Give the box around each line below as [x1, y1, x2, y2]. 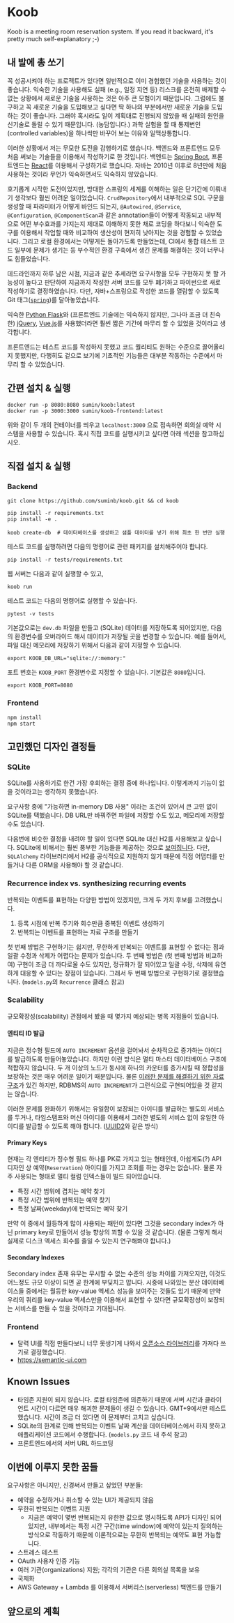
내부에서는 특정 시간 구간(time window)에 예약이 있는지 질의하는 [48, 1522, 224, 1530]
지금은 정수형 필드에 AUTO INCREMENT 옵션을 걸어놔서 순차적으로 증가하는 [7, 1046, 203, 1054]
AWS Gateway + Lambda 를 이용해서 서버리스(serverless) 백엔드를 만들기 [17, 1583, 221, 1592]
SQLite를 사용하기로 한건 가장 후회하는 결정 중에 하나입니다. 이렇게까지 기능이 [7, 779, 218, 787]
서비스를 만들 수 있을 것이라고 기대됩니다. [14, 1304, 127, 1312]
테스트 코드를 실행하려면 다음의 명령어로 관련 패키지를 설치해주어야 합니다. [7, 542, 208, 551]
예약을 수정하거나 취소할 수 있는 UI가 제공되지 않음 [17, 1496, 155, 1504]
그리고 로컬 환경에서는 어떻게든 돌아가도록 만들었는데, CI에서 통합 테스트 [22, 237, 218, 245]
